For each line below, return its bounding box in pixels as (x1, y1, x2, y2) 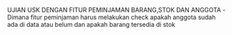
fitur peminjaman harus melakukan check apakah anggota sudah (30, 13, 216, 21)
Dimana (7, 13, 29, 21)
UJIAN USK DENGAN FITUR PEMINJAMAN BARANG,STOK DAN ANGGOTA (7, 6, 222, 14)
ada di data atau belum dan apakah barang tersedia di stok (7, 21, 176, 28)
